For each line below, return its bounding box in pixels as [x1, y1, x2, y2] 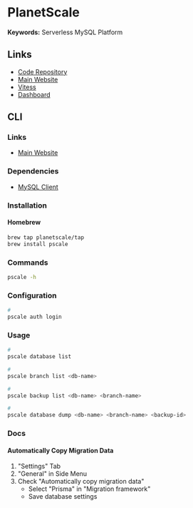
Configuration [7, 290, 57, 300]
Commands [7, 258, 48, 268]
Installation [7, 200, 48, 210]
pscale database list [7, 353, 72, 360]
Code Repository [17, 67, 68, 76]
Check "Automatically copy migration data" [17, 477, 145, 486]
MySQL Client [17, 183, 58, 191]
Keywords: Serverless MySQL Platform [7, 28, 123, 36]
